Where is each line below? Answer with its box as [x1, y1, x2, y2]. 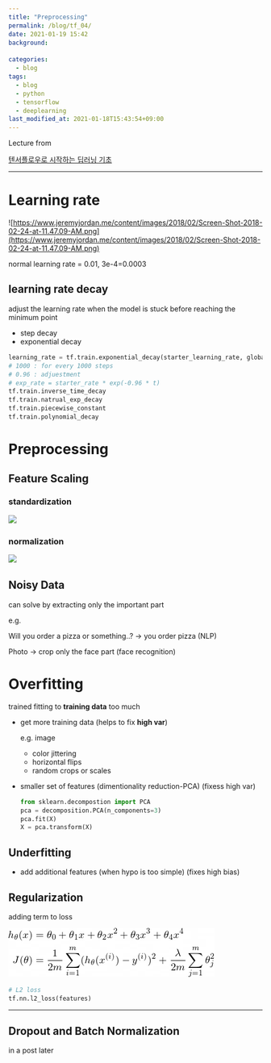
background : [8, 39, 48, 47]
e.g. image [19, 732, 56, 742]
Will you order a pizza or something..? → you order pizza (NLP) [8, 631, 218, 640]
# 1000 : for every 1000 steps [8, 361, 114, 370]
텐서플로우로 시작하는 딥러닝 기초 [8, 155, 113, 165]
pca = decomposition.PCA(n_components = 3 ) [19, 807, 162, 815]
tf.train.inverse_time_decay [8, 387, 106, 395]
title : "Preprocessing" [8, 13, 89, 21]
